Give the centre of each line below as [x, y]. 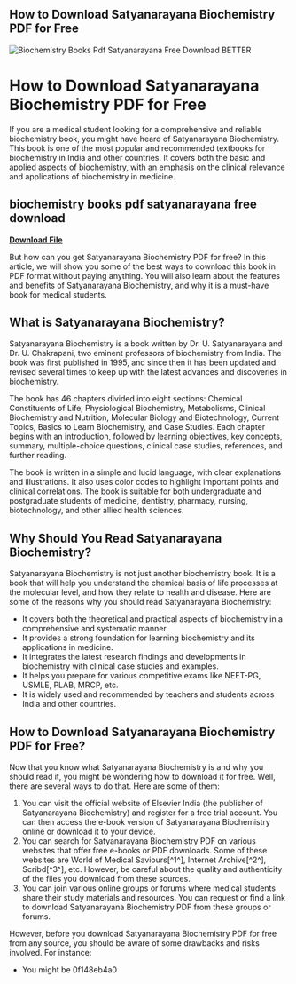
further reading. [38, 456]
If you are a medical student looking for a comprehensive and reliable [136, 129]
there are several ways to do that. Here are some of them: [114, 786]
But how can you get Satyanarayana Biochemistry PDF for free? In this [137, 257]
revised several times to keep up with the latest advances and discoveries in [148, 372]
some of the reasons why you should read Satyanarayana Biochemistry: [140, 602]
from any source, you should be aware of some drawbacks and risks [134, 943]
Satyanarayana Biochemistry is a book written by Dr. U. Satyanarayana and [146, 344]
